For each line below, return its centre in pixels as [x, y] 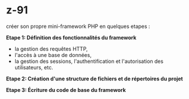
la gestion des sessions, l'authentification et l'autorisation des [89, 61]
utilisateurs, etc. [34, 67]
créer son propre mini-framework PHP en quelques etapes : [78, 26]
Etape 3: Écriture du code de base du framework [66, 90]
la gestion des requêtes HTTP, [51, 49]
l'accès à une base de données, [53, 55]
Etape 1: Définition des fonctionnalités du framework [71, 37]
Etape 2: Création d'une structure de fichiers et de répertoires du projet [94, 79]
